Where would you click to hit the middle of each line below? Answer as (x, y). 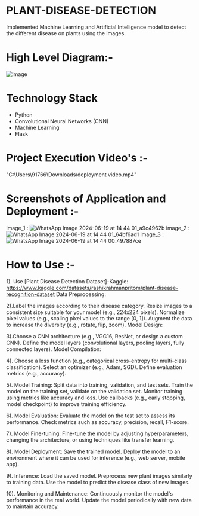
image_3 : (152, 234)
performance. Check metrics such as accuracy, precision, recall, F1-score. (98, 422)
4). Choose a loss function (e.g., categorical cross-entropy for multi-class (97, 361)
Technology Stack (52, 98)
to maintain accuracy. (32, 506)
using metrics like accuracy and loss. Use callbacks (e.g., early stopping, (96, 398)
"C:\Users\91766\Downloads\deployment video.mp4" (71, 175)
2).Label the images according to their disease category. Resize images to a (99, 306)
